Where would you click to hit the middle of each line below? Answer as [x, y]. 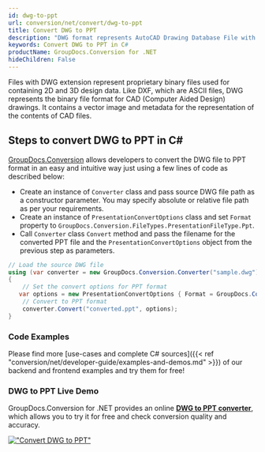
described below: [36, 176]
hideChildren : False [42, 60]
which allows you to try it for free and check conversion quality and [118, 416]
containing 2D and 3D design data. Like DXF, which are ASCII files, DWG [126, 90]
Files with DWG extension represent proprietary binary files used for [119, 82]
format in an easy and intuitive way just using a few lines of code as [118, 168]
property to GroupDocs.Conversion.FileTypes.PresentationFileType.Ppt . [137, 225]
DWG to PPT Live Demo [54, 390]
